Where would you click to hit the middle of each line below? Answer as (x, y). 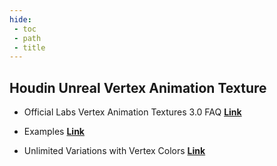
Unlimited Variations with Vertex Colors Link (114, 151)
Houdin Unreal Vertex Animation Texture (138, 87)
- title (29, 47)
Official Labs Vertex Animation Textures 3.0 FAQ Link (132, 112)
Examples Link (54, 132)
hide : (20, 19)
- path (27, 38)
